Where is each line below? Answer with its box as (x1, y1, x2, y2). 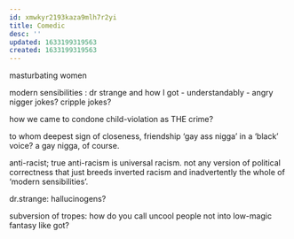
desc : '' (9, 29, 42, 38)
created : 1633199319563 (9, 46, 98, 55)
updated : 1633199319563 (9, 37, 98, 47)
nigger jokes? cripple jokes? (9, 96, 112, 107)
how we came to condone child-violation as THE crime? (9, 114, 214, 125)
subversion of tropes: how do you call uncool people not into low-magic (9, 211, 273, 221)
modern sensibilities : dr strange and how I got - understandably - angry (9, 88, 274, 98)
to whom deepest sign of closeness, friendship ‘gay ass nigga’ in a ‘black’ (9, 131, 279, 142)
